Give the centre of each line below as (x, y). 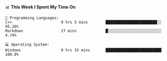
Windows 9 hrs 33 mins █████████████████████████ (83, 50)
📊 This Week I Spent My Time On (40, 7)
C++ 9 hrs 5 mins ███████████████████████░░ (83, 22)
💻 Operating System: (27, 45)
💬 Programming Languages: (32, 18)
